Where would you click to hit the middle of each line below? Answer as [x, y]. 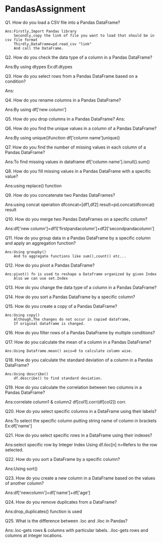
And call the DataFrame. [39, 48]
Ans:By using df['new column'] [36, 109]
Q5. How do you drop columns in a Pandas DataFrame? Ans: [65, 119]
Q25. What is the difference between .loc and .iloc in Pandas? [66, 521]
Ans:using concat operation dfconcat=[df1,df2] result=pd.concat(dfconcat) [80, 204]
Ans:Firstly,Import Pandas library [41, 31]
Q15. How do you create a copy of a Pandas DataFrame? [61, 306]
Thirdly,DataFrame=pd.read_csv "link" [53, 44]
